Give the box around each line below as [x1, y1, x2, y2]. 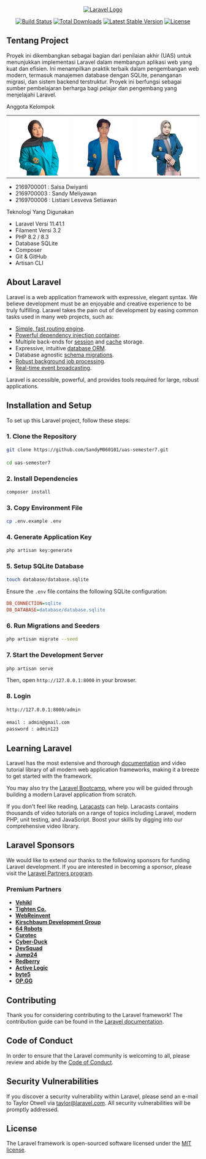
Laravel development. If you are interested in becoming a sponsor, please [6, 863, 192, 870]
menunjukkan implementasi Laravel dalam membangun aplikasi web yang [6, 58, 193, 66]
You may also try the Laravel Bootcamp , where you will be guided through [6, 784, 193, 792]
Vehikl [15, 899, 32, 906]
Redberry [15, 957, 40, 965]
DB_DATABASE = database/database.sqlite [6, 607, 105, 613]
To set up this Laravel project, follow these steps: [6, 417, 131, 424]
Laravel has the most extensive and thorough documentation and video [6, 760, 186, 766]
